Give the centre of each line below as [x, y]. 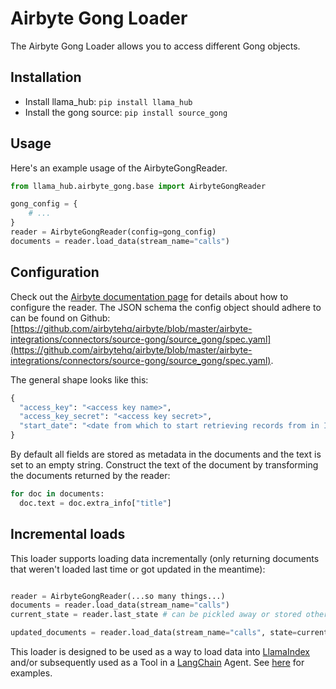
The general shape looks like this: [79, 379]
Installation [46, 77]
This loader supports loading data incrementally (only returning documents [165, 558]
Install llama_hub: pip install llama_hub [108, 101]
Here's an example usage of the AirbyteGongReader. [119, 168]
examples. [31, 673]
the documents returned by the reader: [90, 475]
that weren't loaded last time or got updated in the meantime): [138, 569]
